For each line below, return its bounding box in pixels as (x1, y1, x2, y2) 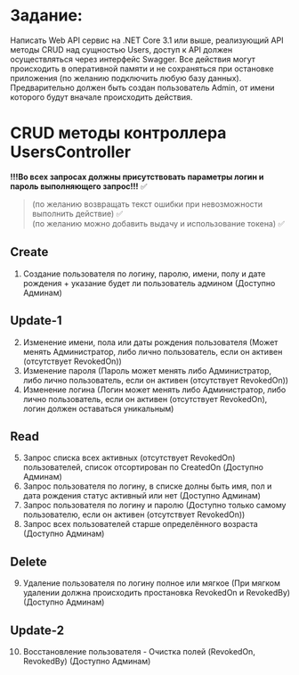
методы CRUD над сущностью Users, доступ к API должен (10, 44, 233, 54)
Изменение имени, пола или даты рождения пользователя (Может (22, 336, 279, 348)
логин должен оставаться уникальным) (22, 403, 174, 414)
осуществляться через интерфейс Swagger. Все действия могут (10, 54, 256, 64)
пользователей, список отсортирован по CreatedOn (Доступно (22, 462, 263, 473)
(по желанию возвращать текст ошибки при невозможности (31, 198, 263, 210)
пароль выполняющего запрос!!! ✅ (10, 180, 148, 192)
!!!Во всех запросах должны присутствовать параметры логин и (10, 171, 264, 182)
